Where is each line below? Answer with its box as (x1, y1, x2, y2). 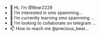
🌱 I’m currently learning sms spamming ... (9, 15, 95, 20)
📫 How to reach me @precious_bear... (9, 26, 89, 31)
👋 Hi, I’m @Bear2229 (9, 5, 53, 10)
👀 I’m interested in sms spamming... (9, 10, 83, 16)
